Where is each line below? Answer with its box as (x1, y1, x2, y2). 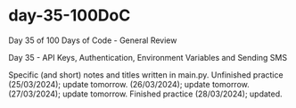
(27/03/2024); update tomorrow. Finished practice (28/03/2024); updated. (8, 88, 283, 99)
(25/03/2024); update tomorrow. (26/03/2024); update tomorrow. (8, 79, 251, 89)
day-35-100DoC (8, 5, 131, 26)
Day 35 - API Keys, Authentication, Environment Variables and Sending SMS (8, 52, 287, 62)
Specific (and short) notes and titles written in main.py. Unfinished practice (8, 69, 284, 80)
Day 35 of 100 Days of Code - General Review (8, 35, 177, 46)
